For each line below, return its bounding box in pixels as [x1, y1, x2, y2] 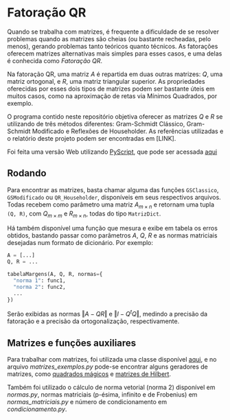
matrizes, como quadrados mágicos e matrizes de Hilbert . [7, 369, 172, 378]
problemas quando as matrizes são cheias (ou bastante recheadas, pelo [7, 34, 211, 43]
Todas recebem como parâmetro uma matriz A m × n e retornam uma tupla [7, 200, 215, 210]
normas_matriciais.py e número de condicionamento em [7, 397, 168, 406]
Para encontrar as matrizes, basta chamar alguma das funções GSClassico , [7, 185, 219, 194]
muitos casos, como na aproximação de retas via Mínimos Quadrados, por [7, 91, 218, 100]
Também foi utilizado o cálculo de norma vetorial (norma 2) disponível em [7, 383, 216, 391]
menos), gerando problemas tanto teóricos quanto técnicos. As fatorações [7, 42, 218, 50]
